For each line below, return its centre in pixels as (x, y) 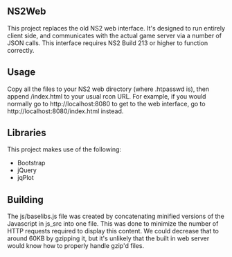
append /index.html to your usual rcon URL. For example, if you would (107, 96)
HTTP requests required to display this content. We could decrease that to (113, 231)
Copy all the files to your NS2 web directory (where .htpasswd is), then (108, 89)
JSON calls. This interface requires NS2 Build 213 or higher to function (108, 43)
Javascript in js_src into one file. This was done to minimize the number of (113, 224)
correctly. (21, 50)
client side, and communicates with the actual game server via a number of (115, 35)
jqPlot (26, 178)
